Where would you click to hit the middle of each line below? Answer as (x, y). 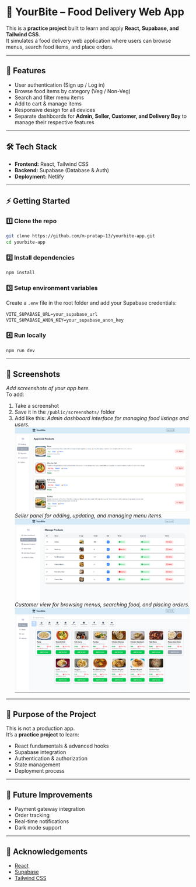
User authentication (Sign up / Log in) (60, 85)
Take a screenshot (37, 406)
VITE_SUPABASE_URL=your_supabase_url (52, 315)
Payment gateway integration (50, 809)
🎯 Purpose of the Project (51, 714)
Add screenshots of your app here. (48, 388)
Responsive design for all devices (55, 110)
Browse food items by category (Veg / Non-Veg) (73, 91)
